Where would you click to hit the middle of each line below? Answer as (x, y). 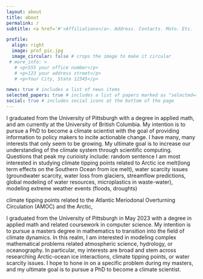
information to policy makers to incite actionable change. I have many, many (101, 137)
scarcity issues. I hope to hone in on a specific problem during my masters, (100, 263)
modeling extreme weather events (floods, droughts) (72, 188)
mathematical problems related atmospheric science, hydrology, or (90, 243)
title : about (23, 17)
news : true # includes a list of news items (63, 90)
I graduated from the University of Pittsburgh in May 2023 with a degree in (99, 218)
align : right (28, 45)
